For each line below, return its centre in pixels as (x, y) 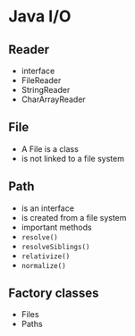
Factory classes (54, 294)
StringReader (46, 90)
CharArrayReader (53, 99)
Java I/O (40, 17)
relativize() (46, 256)
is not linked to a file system (72, 158)
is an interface (48, 208)
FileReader (41, 80)
